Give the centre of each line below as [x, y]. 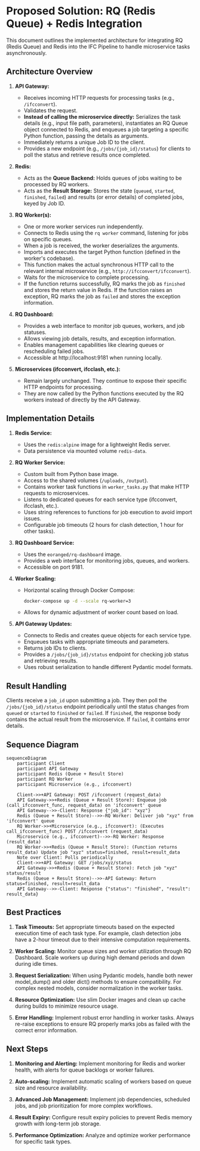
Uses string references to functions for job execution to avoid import [108, 512]
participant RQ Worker [45, 779]
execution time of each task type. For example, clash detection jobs [98, 933]
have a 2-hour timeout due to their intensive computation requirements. [103, 940]
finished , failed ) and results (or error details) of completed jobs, [104, 197]
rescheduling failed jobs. [54, 351]
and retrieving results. [51, 661]
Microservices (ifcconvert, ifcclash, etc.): [67, 369]
